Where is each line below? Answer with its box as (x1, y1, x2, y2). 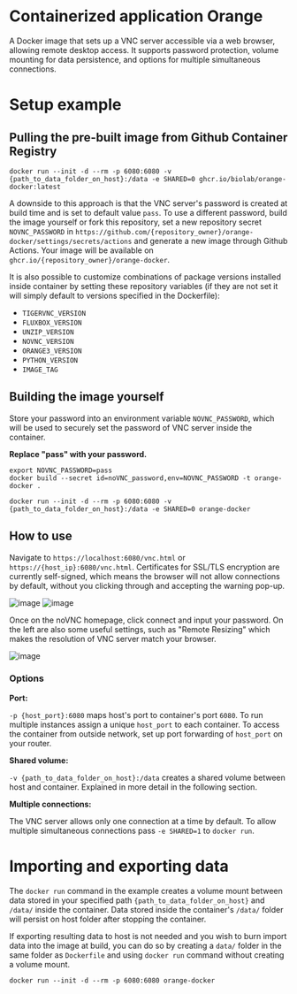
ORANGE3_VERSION (21, 347, 82, 356)
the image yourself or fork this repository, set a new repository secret (9, 217, 263, 227)
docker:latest (9, 182, 62, 191)
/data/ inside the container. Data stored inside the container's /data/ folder (9, 904, 284, 914)
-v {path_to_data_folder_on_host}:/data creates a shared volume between (9, 772, 286, 783)
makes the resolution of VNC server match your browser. (9, 633, 217, 644)
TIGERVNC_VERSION (21, 309, 87, 317)
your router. (9, 738, 52, 748)
